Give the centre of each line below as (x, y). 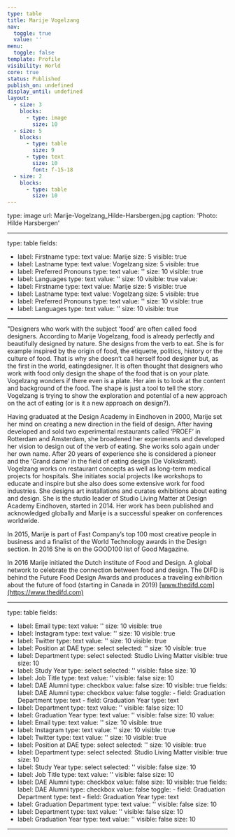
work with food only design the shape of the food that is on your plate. (108, 373)
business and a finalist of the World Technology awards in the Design (107, 542)
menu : (15, 46)
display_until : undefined (45, 92)
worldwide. (23, 521)
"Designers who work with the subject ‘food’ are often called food (102, 329)
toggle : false (34, 53)
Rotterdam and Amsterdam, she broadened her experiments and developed (116, 439)
